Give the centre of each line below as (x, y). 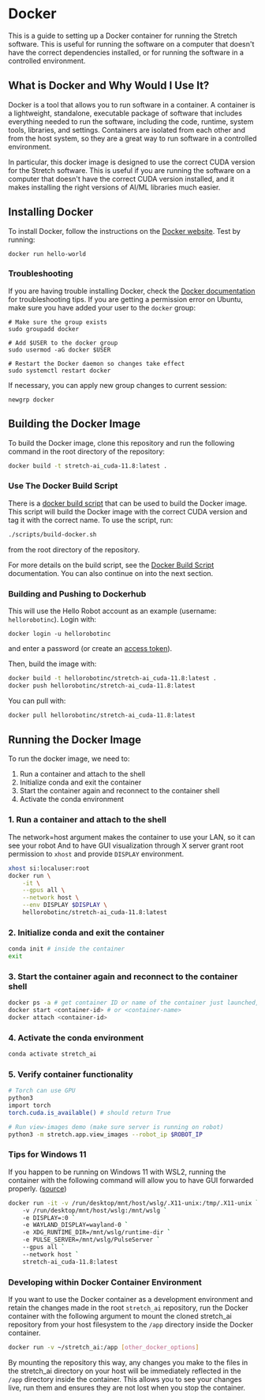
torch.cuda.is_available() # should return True (90, 1112)
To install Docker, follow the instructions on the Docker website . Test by (124, 231)
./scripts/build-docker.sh (52, 534)
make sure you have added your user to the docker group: (102, 307)
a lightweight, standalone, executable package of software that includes (125, 113)
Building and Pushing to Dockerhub (77, 593)
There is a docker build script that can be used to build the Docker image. (128, 503)
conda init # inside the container (67, 949)
